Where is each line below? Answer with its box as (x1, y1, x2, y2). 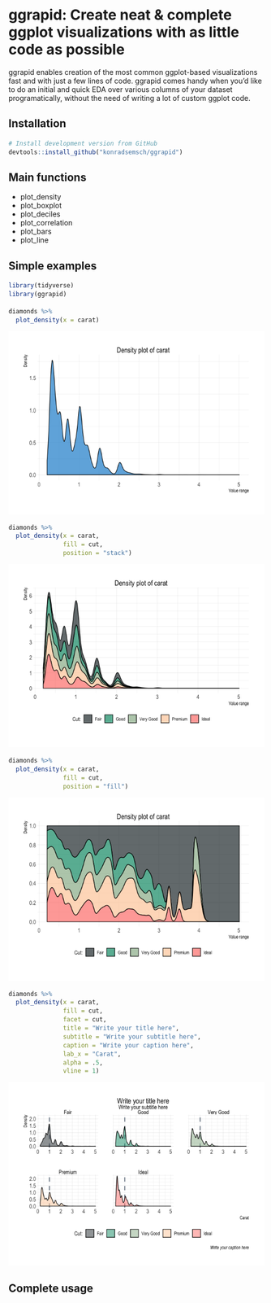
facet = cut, (62, 1016, 107, 1024)
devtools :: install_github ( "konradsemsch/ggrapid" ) (8, 148, 183, 156)
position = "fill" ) (62, 782, 129, 790)
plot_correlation (19, 218, 73, 228)
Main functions (8, 170, 87, 184)
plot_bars (19, 226, 52, 237)
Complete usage (8, 1281, 93, 1295)
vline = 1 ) (62, 1067, 100, 1075)
